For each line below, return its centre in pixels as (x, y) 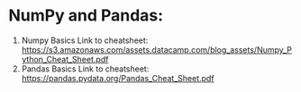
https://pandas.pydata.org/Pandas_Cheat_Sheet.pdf (118, 78)
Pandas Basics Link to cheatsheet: (85, 69)
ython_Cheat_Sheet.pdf (65, 59)
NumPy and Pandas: (86, 16)
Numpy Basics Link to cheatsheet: (85, 40)
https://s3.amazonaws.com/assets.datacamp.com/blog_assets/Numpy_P (156, 49)
